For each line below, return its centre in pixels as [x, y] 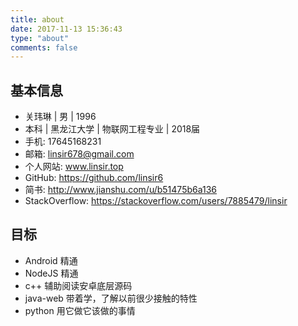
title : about [37, 19]
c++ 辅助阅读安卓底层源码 [78, 285]
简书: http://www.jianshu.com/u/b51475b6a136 [121, 190]
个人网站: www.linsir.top [74, 167]
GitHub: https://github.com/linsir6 [94, 178]
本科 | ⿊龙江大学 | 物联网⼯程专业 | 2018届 [112, 129]
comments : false [44, 47]
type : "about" [40, 38]
